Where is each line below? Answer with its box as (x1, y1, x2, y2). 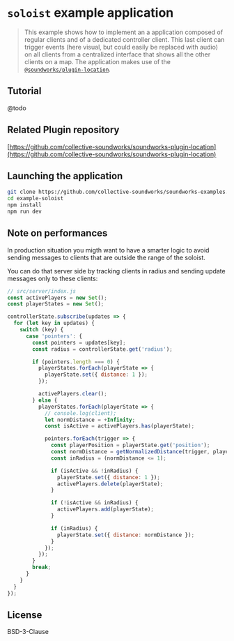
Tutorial (7, 85, 42, 97)
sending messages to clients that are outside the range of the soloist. (7, 253, 205, 262)
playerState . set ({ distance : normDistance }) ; (56, 531, 195, 538)
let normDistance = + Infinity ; (44, 416, 136, 423)
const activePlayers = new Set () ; (7, 294, 108, 301)
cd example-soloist (7, 195, 64, 202)
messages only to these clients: (7, 274, 98, 282)
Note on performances (7, 227, 108, 239)
